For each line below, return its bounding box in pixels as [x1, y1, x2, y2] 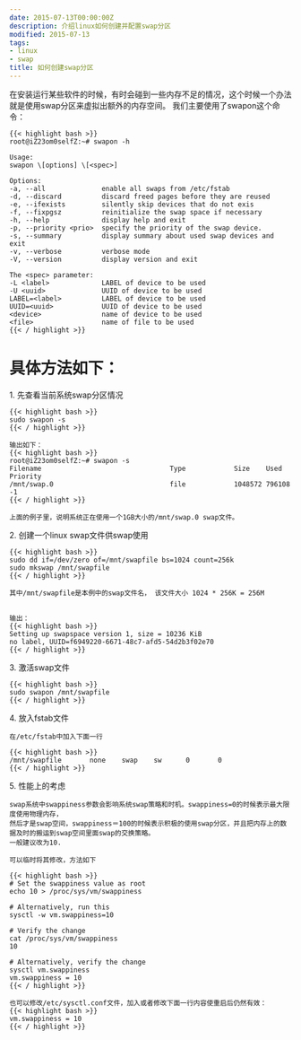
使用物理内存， [15, 809, 64, 818]
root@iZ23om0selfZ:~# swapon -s [9, 456, 130, 465]
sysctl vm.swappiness [9, 966, 90, 974]
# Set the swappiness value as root [9, 878, 146, 888]
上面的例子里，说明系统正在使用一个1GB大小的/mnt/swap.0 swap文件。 [9, 512, 239, 521]
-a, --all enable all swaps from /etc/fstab [9, 184, 230, 193]
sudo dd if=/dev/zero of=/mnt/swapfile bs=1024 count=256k [9, 555, 235, 564]
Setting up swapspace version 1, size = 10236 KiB [9, 629, 202, 638]
